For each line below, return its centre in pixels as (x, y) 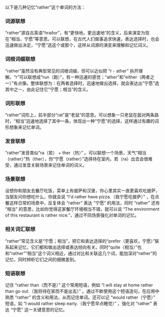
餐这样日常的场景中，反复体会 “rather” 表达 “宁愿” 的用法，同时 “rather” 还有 (82, 203)
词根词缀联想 (20, 59)
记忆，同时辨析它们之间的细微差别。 (42, 259)
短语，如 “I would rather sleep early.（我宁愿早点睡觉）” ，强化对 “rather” (79, 304)
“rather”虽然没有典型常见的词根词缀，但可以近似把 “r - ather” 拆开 (72, 71)
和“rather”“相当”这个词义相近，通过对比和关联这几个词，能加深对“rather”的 (81, 253)
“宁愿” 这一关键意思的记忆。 (39, 310)
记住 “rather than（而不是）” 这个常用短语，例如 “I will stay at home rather (79, 285)
